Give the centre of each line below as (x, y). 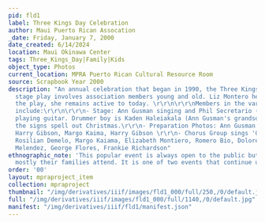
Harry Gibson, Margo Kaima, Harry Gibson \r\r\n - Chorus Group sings (132, 133)
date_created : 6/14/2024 (49, 45)
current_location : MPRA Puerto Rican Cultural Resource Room (111, 74)
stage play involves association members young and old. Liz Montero (132, 96)
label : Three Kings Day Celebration (68, 23)
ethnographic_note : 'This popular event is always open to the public (127, 155)
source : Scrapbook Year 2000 (56, 81)
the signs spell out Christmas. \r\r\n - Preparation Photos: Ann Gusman (136, 126)
